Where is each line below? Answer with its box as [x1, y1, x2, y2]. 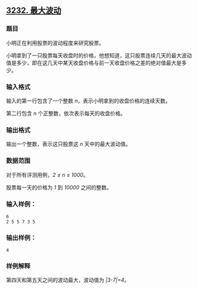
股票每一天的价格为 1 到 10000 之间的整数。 [6, 183, 112, 191]
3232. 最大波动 [6, 5, 61, 16]
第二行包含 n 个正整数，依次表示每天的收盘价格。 [6, 110, 126, 117]
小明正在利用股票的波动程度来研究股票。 [6, 39, 104, 46]
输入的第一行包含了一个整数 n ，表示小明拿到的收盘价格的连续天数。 [6, 97, 171, 104]
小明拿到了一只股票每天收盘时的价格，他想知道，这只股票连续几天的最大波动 [6, 52, 192, 59]
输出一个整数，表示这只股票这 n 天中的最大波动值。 [6, 140, 131, 147]
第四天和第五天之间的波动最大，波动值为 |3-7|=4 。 [6, 277, 130, 284]
